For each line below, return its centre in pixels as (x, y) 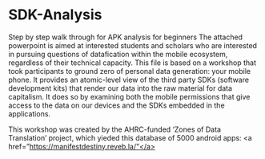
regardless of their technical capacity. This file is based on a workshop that (132, 63)
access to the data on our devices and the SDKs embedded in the (117, 105)
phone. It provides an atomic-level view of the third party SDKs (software (129, 79)
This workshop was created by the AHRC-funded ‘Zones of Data (115, 129)
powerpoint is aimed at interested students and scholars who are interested (133, 45)
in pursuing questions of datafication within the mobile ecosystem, (118, 54)
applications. (29, 113)
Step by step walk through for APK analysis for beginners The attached (125, 37)
